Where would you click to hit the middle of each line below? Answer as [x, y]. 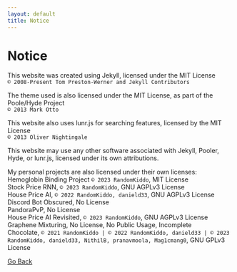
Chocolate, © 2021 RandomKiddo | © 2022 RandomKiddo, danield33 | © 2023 [118, 233]
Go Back [20, 261]
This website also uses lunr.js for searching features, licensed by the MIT [115, 123]
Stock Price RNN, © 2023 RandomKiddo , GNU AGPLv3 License [96, 187]
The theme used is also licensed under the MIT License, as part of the [110, 95]
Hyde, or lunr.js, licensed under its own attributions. [83, 158]
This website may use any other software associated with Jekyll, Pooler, [114, 151]
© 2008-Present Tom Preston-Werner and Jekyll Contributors [99, 83]
